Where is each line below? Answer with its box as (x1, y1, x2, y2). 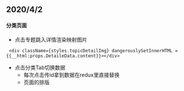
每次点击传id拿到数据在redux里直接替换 (23, 71, 120, 78)
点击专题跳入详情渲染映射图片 (14, 36, 87, 43)
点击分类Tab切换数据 (14, 64, 66, 71)
